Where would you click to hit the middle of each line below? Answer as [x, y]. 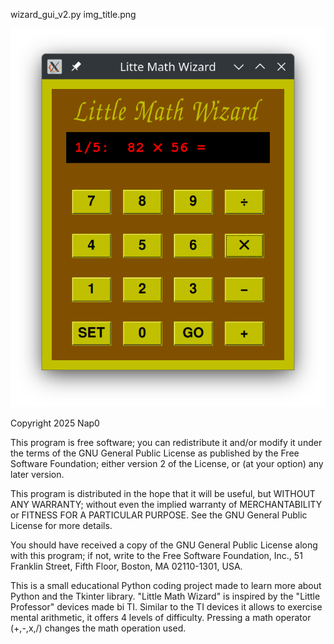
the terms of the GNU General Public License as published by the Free [155, 453]
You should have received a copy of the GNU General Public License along [164, 545]
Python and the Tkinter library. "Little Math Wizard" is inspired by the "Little [165, 596]
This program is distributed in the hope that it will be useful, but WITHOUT [163, 494]
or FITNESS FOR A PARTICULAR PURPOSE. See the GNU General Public [159, 515]
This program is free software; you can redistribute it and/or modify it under [166, 443]
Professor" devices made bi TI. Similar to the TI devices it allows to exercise [166, 607]
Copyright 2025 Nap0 [55, 423]
